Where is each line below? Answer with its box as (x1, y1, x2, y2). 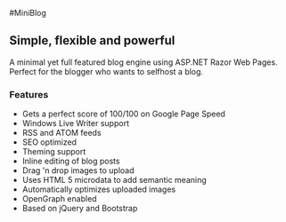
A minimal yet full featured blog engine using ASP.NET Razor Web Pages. (9, 57, 278, 67)
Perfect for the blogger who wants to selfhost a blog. (9, 66, 203, 76)
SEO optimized (21, 137, 78, 147)
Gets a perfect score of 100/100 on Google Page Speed (21, 108, 225, 119)
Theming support (21, 147, 86, 157)
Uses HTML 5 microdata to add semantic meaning (21, 175, 207, 186)
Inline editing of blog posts (21, 155, 120, 167)
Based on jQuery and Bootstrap (21, 203, 138, 214)
